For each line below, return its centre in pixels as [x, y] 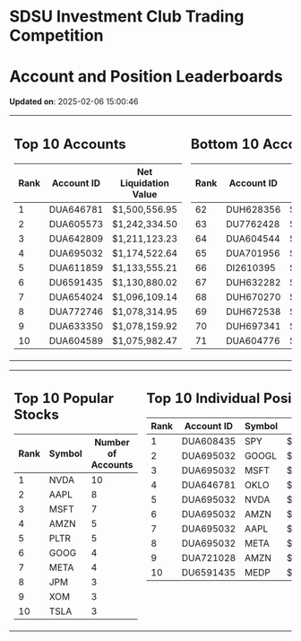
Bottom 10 [225, 144]
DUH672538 [253, 312]
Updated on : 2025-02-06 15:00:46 [74, 101]
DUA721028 [209, 558]
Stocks [37, 415]
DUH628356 [253, 209]
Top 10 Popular [64, 399]
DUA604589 [76, 340]
